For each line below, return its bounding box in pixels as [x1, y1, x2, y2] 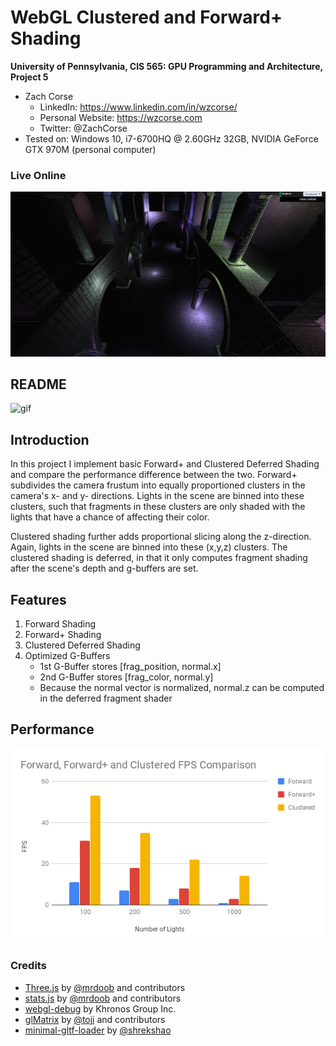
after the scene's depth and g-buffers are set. [10, 562, 199, 575]
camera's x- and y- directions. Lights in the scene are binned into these [10, 490, 305, 502]
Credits [10, 959, 47, 973]
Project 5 [10, 71, 49, 83]
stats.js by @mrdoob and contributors [24, 992, 182, 1004]
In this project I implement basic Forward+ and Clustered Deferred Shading [10, 458, 320, 470]
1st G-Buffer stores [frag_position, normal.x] [39, 660, 222, 672]
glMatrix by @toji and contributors [24, 1013, 166, 1025]
